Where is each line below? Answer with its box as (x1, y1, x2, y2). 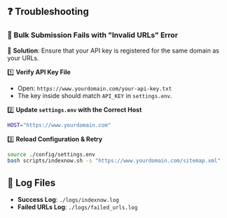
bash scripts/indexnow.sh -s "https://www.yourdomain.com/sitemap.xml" (7, 157, 221, 165)
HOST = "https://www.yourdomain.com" (7, 121, 111, 128)
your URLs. (7, 53, 40, 62)
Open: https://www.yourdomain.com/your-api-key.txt (17, 83, 172, 93)
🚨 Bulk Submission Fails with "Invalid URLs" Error (7, 30, 179, 40)
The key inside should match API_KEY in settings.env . (17, 91, 173, 100)
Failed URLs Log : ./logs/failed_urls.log (17, 203, 138, 212)
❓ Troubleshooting (7, 6, 89, 18)
